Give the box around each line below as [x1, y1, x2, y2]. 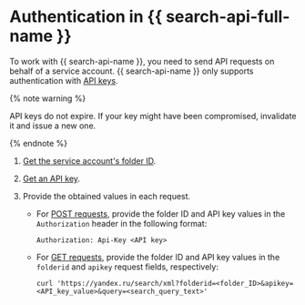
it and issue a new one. [9, 120, 97, 131]
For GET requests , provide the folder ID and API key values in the [36, 251, 280, 262]
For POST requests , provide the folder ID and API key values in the [36, 208, 286, 219]
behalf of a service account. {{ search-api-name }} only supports [9, 66, 254, 76]
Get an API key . [22, 173, 80, 184]
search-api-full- [165, 6, 290, 27]
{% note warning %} [9, 93, 86, 104]
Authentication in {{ [9, 6, 163, 27]
